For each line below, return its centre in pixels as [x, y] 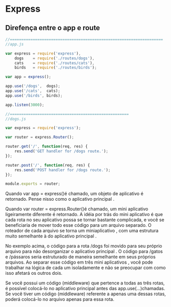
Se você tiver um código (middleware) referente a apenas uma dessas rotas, [86, 294]
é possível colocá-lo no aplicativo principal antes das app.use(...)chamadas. [85, 289]
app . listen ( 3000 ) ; [25, 105]
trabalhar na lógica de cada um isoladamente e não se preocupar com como [86, 268]
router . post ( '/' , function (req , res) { [48, 165]
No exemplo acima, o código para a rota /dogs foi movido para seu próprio [84, 246]
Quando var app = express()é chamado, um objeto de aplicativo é [75, 194]
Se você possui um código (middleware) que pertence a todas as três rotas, [85, 283]
